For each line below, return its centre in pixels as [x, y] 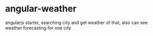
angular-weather [41, 9]
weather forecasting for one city [38, 27]
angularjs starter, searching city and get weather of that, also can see [76, 22]
